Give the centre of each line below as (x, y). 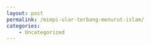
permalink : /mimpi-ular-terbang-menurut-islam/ (75, 20)
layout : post (25, 13)
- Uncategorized (42, 32)
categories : (23, 26)
